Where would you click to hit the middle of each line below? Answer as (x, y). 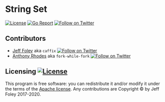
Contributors (26, 39)
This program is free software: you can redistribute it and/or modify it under (82, 84)
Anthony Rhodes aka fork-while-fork (51, 56)
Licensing (21, 71)
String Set (26, 9)
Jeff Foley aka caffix (34, 50)
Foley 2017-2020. (23, 94)
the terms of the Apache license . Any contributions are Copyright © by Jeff (82, 89)
